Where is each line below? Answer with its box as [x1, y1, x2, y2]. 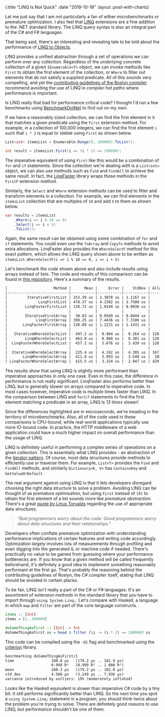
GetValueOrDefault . [5, 470, 44, 476]
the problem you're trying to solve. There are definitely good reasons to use [5, 701, 159, 707]
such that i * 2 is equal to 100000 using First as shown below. [5, 130, 132, 136]
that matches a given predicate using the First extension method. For [5, 120, 146, 125]
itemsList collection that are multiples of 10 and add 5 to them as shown [5, 198, 151, 204]
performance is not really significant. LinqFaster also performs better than [5, 378, 155, 384]
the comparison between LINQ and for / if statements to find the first [5, 394, 144, 400]
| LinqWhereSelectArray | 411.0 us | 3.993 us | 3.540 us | [5, 354, 151, 359]
